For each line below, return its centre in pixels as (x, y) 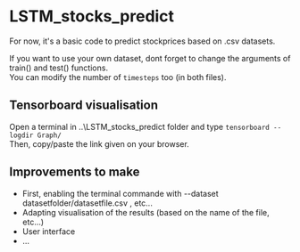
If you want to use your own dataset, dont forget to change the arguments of (150, 58)
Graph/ (50, 135)
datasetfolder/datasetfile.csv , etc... (87, 203)
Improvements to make (75, 172)
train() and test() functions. (59, 68)
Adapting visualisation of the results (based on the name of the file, (146, 212)
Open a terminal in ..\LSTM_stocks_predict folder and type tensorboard (139, 126)
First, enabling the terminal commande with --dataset (120, 193)
